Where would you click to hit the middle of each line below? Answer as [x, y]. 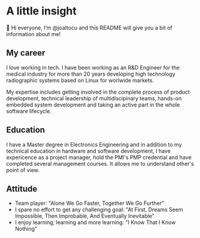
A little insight [41, 11]
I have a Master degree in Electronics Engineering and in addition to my [94, 144]
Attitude [22, 188]
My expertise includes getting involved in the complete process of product [98, 92]
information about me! [34, 34]
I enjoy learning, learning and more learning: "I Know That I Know [95, 222]
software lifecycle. [29, 111]
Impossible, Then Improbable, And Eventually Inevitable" [84, 216]
